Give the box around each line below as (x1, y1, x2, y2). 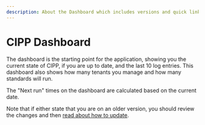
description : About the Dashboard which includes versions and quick (6, 9, 187, 15)
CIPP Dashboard (6, 35, 91, 49)
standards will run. (6, 74, 53, 82)
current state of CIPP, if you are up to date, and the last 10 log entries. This (6, 62, 194, 69)
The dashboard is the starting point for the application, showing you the (6, 55, 187, 63)
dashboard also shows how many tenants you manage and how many (6, 68, 182, 76)
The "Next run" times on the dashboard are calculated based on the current (6, 87, 196, 94)
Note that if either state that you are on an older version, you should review (6, 105, 195, 112)
